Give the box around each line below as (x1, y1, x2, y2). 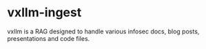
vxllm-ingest (7, 5, 82, 20)
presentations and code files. (7, 34, 90, 42)
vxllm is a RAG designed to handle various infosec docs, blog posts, (7, 27, 200, 35)
